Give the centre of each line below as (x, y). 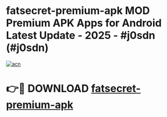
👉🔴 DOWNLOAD (47, 89)
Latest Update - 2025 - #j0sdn (81, 36)
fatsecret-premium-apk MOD (78, 11)
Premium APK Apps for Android (84, 23)
